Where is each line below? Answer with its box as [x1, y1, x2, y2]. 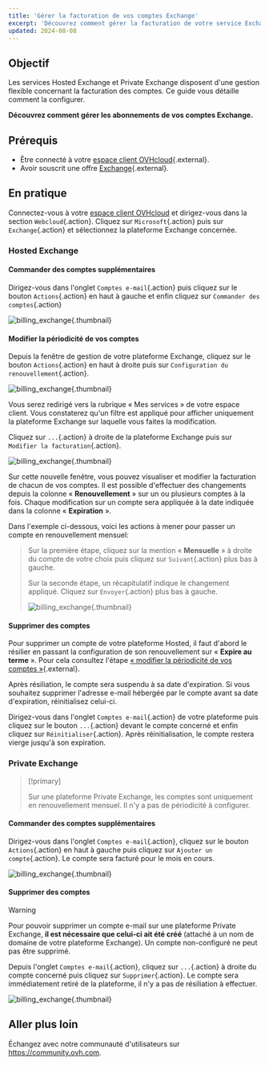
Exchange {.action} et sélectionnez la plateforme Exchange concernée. [8, 225, 238, 234]
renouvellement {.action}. [8, 368, 90, 378]
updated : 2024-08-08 [8, 26, 78, 35]
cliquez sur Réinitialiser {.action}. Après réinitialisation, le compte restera [8, 730, 255, 739]
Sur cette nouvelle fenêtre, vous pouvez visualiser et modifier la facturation [8, 472, 256, 482]
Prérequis [8, 133, 58, 147]
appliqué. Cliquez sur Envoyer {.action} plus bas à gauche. [27, 587, 218, 596]
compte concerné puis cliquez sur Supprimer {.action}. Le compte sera [8, 970, 239, 980]
